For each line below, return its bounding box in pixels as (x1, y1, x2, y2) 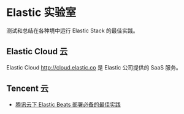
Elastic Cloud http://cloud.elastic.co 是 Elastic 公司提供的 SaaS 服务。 (6, 63, 182, 71)
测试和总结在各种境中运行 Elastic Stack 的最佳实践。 (6, 27, 139, 34)
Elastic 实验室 (6, 5, 77, 20)
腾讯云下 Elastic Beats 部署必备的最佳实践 (15, 101, 121, 108)
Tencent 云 (6, 84, 49, 94)
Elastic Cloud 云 (6, 46, 68, 57)
